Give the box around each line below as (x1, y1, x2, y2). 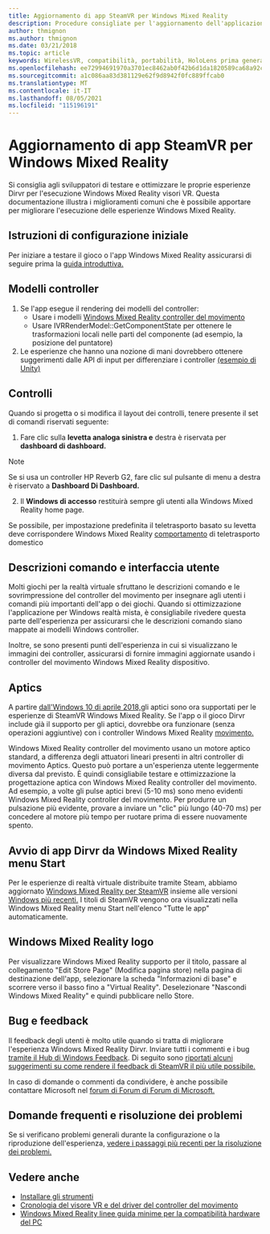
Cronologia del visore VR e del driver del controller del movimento (19, 1200, 239, 1210)
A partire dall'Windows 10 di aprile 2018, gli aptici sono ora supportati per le (8, 702, 257, 712)
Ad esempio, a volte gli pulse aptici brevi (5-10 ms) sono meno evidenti (8, 786, 243, 796)
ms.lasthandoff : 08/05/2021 (8, 94, 103, 102)
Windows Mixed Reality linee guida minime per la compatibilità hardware (19, 1209, 260, 1219)
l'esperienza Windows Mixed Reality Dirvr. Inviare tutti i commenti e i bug (8, 1044, 250, 1054)
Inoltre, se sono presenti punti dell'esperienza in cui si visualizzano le (8, 641, 238, 650)
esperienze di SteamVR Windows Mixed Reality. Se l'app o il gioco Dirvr (8, 711, 246, 720)
